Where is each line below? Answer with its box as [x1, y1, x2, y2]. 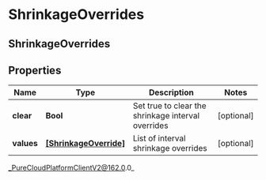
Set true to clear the [132, 100, 207, 111]
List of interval [132, 133, 186, 144]
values [12, 138, 38, 149]
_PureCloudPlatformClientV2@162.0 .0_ [8, 163, 135, 173]
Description [149, 87, 194, 98]
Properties [8, 63, 62, 77]
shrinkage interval [132, 111, 200, 122]
